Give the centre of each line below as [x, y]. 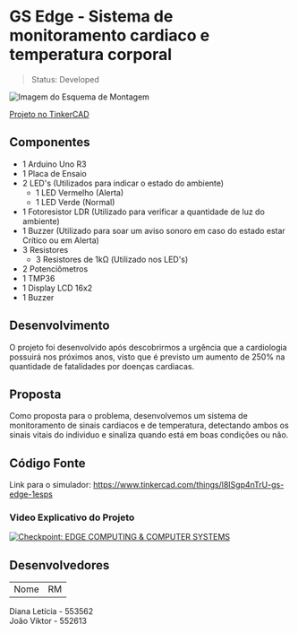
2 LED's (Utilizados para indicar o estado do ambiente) [123, 183]
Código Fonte [48, 463]
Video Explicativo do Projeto [72, 517]
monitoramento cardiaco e [110, 35]
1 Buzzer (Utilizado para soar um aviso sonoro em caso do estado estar [154, 230]
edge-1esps [31, 494]
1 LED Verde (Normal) [75, 202]
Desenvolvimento [60, 326]
